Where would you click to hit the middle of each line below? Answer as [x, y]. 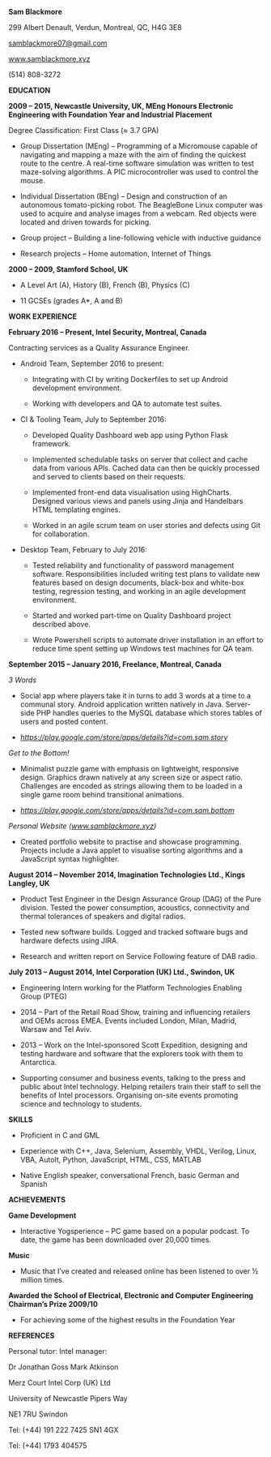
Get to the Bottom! [39, 753]
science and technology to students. [81, 1104]
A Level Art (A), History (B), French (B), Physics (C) [105, 285]
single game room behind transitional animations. [102, 795]
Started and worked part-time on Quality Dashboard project [131, 615]
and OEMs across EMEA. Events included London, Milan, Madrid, [128, 1021]
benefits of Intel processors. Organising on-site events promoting [129, 1095]
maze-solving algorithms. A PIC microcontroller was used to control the [139, 172]
